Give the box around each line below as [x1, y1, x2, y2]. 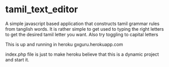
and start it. [5, 56, 30, 62]
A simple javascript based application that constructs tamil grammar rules [5, 20, 160, 27]
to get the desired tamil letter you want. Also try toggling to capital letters [5, 31, 159, 37]
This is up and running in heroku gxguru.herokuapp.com [5, 41, 123, 47]
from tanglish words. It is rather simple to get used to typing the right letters [5, 26, 164, 32]
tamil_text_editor [5, 4, 78, 15]
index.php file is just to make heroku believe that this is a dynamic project [5, 51, 159, 57]
